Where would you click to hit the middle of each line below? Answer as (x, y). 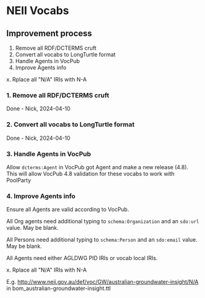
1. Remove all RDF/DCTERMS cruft (58, 95)
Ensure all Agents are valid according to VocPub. (68, 210)
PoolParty (19, 180)
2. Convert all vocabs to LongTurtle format (70, 124)
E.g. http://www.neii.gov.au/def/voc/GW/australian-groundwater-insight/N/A (102, 282)
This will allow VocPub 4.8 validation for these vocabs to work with (91, 174)
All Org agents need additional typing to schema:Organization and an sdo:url (103, 221)
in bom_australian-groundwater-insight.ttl (59, 288)
